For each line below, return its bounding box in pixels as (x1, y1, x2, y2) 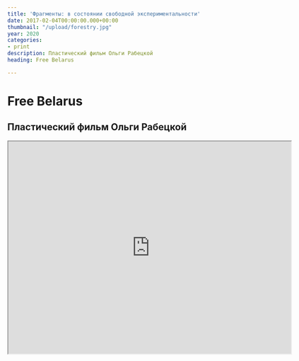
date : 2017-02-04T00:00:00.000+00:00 (7, 17, 119, 24)
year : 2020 (7, 30, 40, 38)
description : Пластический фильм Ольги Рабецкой (7, 50, 153, 57)
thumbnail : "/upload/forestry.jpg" (7, 23, 112, 30)
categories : (7, 37, 42, 44)
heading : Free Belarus (7, 57, 74, 64)
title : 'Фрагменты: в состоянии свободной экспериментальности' (7, 10, 201, 18)
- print (7, 43, 30, 50)
